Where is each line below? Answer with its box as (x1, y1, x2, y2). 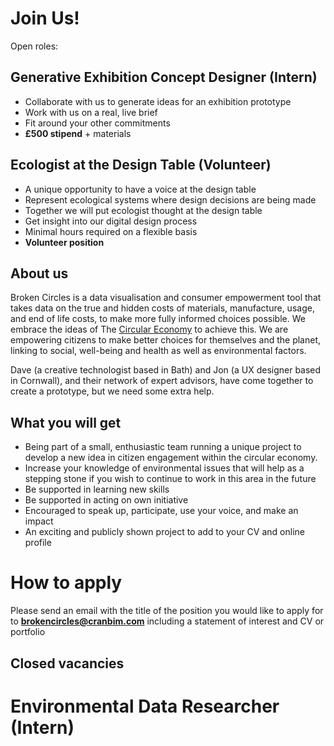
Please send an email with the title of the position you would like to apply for (10, 605, 324, 617)
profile (24, 537, 52, 549)
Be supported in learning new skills (24, 483, 170, 496)
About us (10, 265, 69, 282)
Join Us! (10, 7, 80, 30)
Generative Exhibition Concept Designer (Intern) (10, 69, 318, 86)
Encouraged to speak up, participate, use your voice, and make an (24, 505, 299, 517)
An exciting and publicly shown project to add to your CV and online (24, 526, 305, 538)
